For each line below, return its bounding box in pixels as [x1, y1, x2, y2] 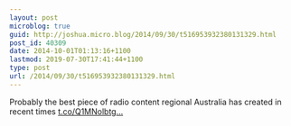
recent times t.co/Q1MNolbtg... [9, 105, 124, 117]
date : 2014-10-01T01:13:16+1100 [9, 47, 131, 56]
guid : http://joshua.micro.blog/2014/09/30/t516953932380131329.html [9, 30, 277, 39]
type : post [9, 64, 51, 73]
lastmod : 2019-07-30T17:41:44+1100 [9, 55, 144, 64]
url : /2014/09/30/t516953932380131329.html [9, 72, 176, 81]
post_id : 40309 [9, 38, 67, 48]
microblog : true [9, 22, 70, 31]
